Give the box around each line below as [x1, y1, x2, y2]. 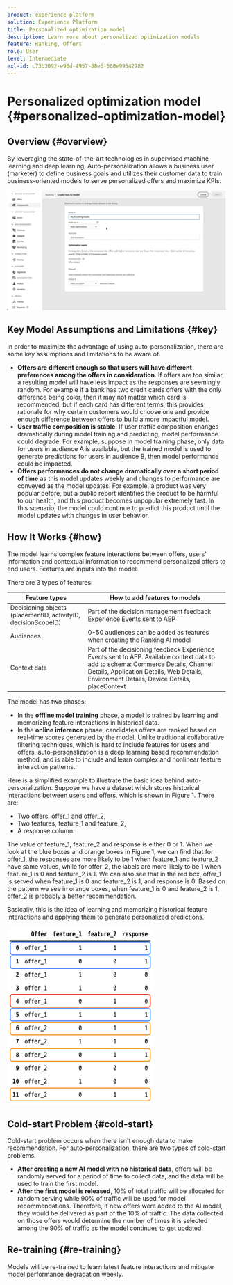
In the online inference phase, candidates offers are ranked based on [17, 726, 217, 734]
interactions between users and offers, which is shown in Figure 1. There [7, 791, 215, 800]
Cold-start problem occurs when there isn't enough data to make [7, 1137, 193, 1145]
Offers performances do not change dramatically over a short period [17, 466, 220, 475]
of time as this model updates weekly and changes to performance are [17, 474, 221, 482]
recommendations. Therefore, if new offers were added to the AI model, [17, 1201, 223, 1211]
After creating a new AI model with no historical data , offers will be [17, 1165, 213, 1173]
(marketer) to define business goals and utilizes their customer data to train [7, 169, 223, 178]
